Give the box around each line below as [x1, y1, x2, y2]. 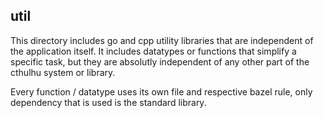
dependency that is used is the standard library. [10, 96, 207, 108]
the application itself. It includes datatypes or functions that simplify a [10, 45, 297, 57]
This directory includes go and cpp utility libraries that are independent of [10, 34, 314, 46]
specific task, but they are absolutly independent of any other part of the [10, 55, 310, 68]
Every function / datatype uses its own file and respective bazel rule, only [10, 85, 313, 98]
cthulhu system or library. [10, 66, 116, 78]
